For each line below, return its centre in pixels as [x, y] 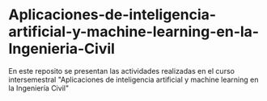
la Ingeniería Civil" [39, 88]
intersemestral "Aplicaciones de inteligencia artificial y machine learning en [133, 79]
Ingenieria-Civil [62, 49]
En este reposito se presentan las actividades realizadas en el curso [121, 71]
